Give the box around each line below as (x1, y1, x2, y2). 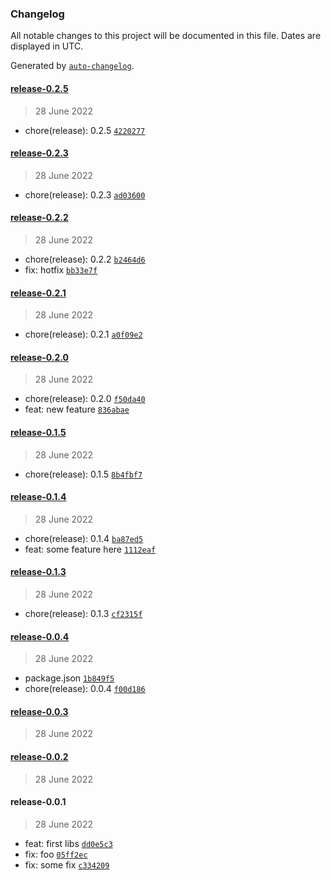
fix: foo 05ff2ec (24, 848, 88, 860)
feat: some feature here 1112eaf (24, 543, 157, 555)
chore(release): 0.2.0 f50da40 (24, 393, 146, 405)
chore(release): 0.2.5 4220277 (24, 124, 146, 136)
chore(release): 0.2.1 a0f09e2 (24, 328, 143, 341)
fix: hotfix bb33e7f (24, 263, 98, 276)
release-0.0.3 (10, 705, 69, 717)
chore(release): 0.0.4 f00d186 (24, 683, 146, 695)
